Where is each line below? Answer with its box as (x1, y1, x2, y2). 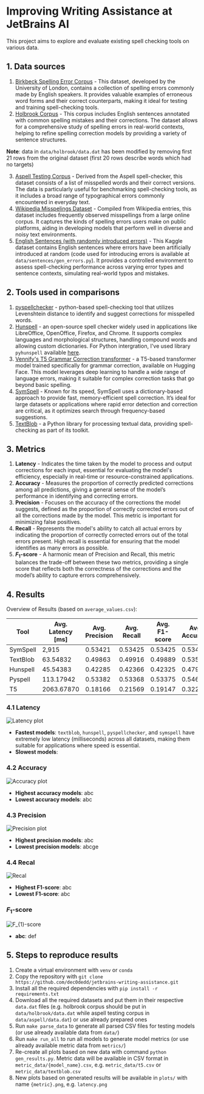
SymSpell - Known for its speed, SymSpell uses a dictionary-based (15, 387, 183, 395)
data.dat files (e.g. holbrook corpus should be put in (15, 1003, 147, 1010)
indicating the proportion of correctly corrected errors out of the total (15, 531, 188, 538)
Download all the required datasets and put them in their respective (15, 996, 184, 1003)
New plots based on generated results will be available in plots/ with (15, 1074, 188, 1081)
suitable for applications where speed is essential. (15, 742, 141, 749)
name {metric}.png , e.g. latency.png (15, 1080, 107, 1088)
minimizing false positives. (15, 518, 82, 526)
